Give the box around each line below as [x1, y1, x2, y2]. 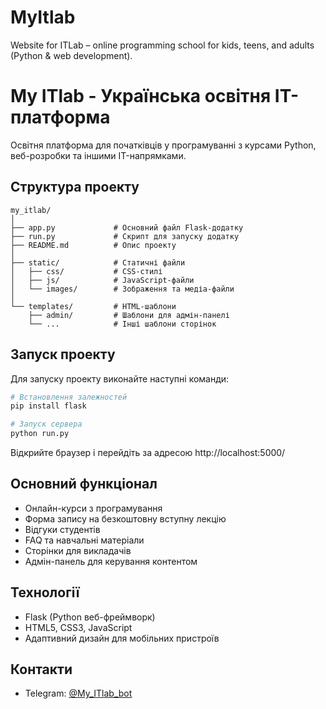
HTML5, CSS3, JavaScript [24, 621, 133, 633]
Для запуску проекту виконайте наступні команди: [10, 372, 230, 385]
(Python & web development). [10, 49, 133, 61]
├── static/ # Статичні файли [10, 257, 186, 268]
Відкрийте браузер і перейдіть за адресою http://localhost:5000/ [10, 447, 286, 458]
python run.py [10, 429, 70, 439]
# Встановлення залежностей [10, 392, 128, 402]
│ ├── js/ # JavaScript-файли [10, 275, 195, 285]
